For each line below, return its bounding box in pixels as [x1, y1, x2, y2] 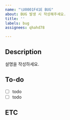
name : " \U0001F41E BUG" [5, 7, 54, 12]
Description [5, 47, 42, 56]
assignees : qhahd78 [5, 25, 45, 30]
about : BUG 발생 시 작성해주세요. [5, 12, 66, 17]
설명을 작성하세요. [5, 61, 40, 67]
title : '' [5, 16, 25, 21]
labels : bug [5, 20, 29, 26]
